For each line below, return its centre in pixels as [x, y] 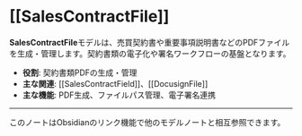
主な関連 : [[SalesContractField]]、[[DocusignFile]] [115, 83]
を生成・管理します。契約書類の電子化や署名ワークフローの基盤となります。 [150, 53]
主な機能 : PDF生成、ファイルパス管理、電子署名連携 [119, 95]
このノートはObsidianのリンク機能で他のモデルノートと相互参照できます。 [147, 122]
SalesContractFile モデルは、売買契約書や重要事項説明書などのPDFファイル [150, 42]
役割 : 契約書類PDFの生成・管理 [80, 72]
